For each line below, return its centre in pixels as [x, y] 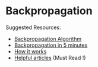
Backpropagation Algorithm [48, 39]
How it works [30, 51]
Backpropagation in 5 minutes [51, 45]
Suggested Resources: [33, 27]
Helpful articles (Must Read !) [50, 58]
